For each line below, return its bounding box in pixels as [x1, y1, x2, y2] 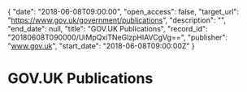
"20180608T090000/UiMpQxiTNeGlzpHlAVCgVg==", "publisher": [7, 32, 228, 42]
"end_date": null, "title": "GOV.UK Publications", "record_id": [7, 24, 208, 33]
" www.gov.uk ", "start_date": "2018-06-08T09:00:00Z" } [7, 41, 196, 51]
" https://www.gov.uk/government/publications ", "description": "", [7, 15, 227, 25]
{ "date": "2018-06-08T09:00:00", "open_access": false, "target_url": [7, 7, 240, 16]
